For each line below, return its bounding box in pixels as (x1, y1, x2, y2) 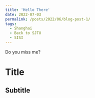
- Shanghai (9, 26, 32, 31)
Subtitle (5, 86, 30, 95)
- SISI (9, 35, 23, 40)
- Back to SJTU (9, 30, 41, 35)
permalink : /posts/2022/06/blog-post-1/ (5, 16, 91, 21)
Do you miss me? (5, 48, 41, 55)
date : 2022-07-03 (5, 12, 41, 17)
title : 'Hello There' (5, 7, 50, 12)
